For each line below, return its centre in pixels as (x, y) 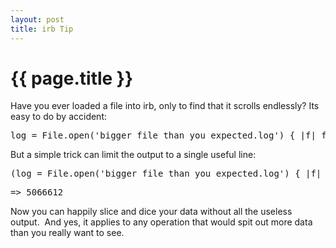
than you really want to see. (67, 233)
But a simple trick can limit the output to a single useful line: (133, 155)
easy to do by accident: (59, 117)
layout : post (37, 19)
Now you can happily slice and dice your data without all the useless (151, 212)
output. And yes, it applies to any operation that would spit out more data (161, 222)
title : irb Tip (42, 29)
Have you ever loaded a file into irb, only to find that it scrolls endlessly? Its (165, 106)
